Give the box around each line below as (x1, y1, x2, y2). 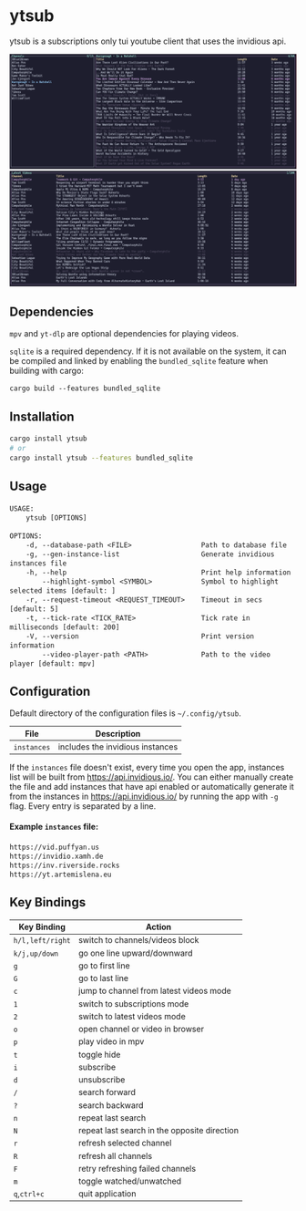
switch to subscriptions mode (78, 998, 189, 1009)
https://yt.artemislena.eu (9, 870, 112, 879)
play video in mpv (78, 1036, 145, 1047)
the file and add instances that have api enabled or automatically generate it (9, 781, 294, 792)
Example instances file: (9, 822, 98, 833)
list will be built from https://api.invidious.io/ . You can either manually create (9, 771, 294, 782)
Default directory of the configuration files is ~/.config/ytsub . (9, 708, 241, 719)
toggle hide (78, 1049, 121, 1060)
